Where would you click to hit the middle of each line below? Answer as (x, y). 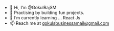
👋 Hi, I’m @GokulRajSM (33, 8)
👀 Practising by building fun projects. (47, 13)
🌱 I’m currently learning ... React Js (45, 18)
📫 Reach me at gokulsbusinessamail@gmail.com (59, 23)
